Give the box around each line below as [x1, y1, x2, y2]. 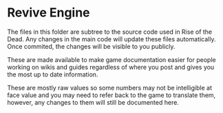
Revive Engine [7, 5, 91, 21]
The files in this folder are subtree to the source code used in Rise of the [7, 28, 213, 36]
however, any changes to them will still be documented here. [7, 98, 179, 106]
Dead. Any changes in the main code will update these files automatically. [7, 34, 216, 43]
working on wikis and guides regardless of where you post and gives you [7, 63, 215, 71]
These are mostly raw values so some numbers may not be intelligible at [7, 83, 212, 92]
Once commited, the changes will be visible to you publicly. [7, 42, 176, 50]
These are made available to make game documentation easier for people [7, 55, 216, 63]
